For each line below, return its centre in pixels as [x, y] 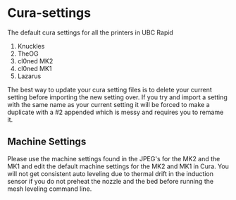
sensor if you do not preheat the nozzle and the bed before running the [110, 181]
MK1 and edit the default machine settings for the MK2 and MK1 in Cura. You [118, 166]
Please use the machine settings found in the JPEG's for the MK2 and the [114, 158]
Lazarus [29, 76]
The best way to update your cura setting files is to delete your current [110, 89]
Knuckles [31, 46]
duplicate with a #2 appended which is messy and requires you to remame [116, 112]
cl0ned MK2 [35, 61]
